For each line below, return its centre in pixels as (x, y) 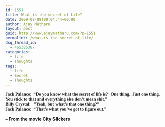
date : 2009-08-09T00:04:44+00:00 (40, 19)
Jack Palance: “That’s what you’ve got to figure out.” (56, 109)
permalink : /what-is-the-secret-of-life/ (49, 38)
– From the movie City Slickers (38, 119)
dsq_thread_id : (21, 43)
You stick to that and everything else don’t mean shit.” (56, 99)
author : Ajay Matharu (28, 24)
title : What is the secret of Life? (44, 15)
